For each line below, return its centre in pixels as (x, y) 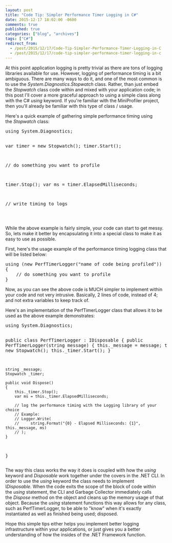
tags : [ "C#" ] (19, 39)
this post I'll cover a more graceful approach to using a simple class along (83, 95)
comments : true (21, 24)
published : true (23, 29)
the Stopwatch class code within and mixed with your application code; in (83, 89)
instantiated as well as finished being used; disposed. (62, 514)
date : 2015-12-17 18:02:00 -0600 (41, 20)
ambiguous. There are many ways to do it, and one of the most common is (84, 79)
